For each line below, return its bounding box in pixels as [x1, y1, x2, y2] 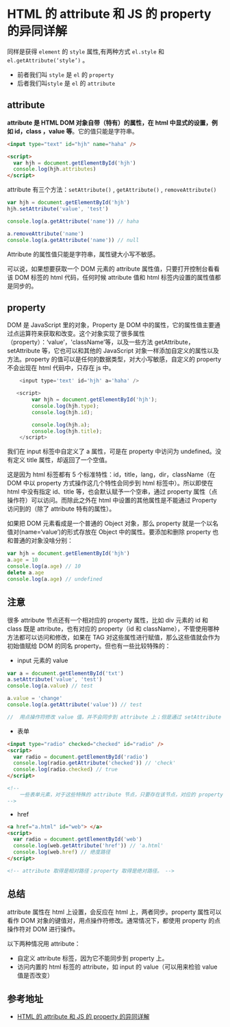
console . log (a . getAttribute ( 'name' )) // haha [7, 217, 139, 225]
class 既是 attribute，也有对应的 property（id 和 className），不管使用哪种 [7, 625, 220, 633]
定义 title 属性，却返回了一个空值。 [12, 456, 111, 464]
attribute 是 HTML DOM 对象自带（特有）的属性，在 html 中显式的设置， [7, 118, 212, 127]
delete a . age [7, 569, 44, 576]
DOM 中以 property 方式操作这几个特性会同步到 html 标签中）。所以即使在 [7, 479, 214, 487]
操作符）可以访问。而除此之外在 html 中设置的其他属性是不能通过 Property [7, 496, 217, 505]
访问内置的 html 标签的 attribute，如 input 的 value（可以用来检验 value [16, 963, 218, 971]
